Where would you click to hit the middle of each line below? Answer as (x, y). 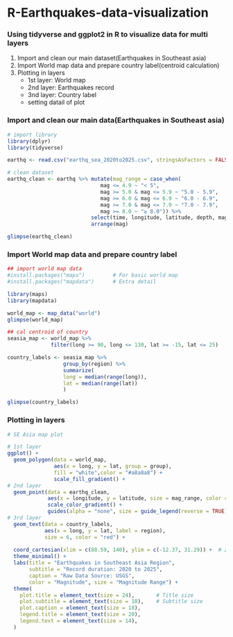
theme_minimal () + (40, 557)
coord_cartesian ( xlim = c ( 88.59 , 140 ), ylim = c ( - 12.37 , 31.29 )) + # (118, 550)
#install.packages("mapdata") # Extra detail (82, 282)
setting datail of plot (56, 103)
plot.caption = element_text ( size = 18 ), (80, 608)
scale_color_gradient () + (85, 505)
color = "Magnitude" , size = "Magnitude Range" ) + (103, 582)
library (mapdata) (32, 300)
